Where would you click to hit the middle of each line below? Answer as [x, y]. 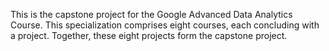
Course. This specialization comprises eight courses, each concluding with [165, 25]
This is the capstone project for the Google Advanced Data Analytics [151, 14]
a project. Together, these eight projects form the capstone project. [149, 35]
